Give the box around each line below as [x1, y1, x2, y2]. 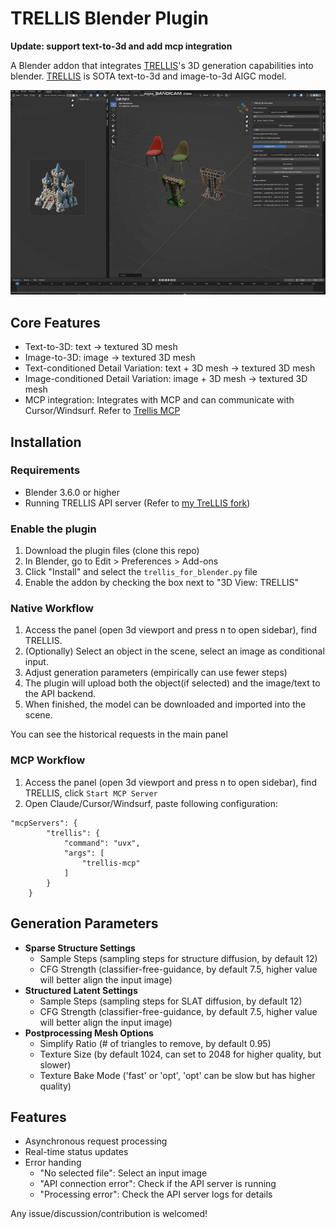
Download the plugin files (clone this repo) [24, 545, 200, 557]
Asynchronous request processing [24, 1135, 168, 1147]
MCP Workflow [10, 753, 86, 767]
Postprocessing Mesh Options [24, 1027, 154, 1039]
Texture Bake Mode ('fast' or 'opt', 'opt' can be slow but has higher [39, 1069, 316, 1081]
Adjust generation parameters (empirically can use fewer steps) [24, 667, 288, 679]
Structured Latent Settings [24, 984, 138, 996]
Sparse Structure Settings [24, 942, 136, 954]
